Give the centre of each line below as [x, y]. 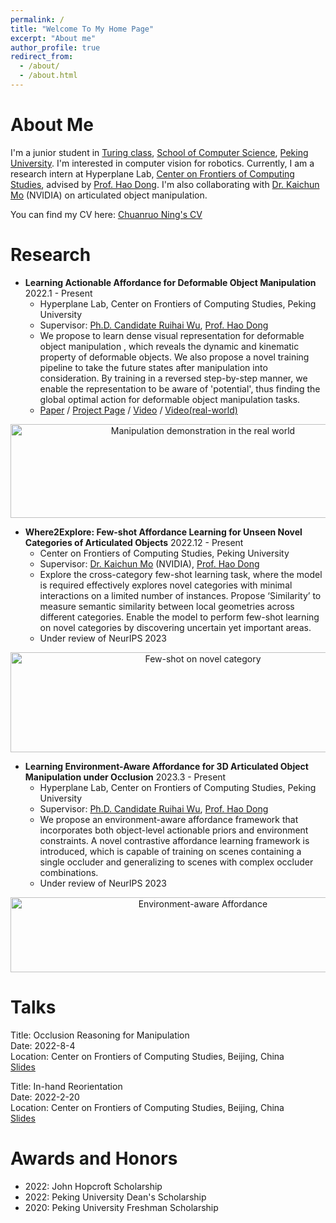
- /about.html [48, 76]
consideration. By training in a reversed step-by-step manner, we [173, 378]
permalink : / [37, 19]
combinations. [69, 872]
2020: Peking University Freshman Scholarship [121, 1207]
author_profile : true [55, 47]
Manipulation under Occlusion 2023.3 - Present [125, 777]
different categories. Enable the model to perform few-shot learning [179, 617]
